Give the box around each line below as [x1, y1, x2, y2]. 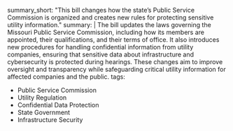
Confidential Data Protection [17, 101, 99, 109]
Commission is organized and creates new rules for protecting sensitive [7, 13, 214, 22]
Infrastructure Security [17, 116, 83, 124]
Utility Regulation [17, 93, 67, 102]
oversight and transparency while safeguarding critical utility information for [7, 65, 226, 73]
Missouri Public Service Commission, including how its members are [7, 28, 205, 36]
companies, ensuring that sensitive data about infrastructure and [7, 50, 195, 59]
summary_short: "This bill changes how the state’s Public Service [7, 6, 195, 14]
